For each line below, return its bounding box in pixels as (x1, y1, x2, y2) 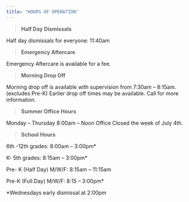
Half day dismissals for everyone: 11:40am (6, 37, 110, 44)
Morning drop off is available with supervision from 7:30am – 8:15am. (6, 83, 176, 91)
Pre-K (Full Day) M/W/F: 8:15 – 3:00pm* (6, 177, 105, 185)
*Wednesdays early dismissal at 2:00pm (6, 189, 106, 196)
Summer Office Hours (20, 107, 77, 114)
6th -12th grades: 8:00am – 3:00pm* (6, 142, 97, 150)
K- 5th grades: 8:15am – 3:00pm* (6, 154, 88, 161)
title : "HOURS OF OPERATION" (6, 8, 79, 15)
